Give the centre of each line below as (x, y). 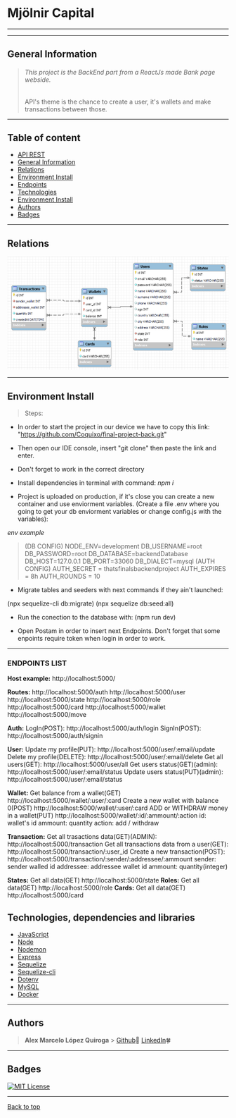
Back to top (24, 1106)
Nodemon (32, 950)
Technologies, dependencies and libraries (101, 917)
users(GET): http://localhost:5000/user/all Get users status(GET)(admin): (113, 764)
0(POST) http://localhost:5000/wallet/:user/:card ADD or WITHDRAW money (118, 808)
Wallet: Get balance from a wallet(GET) (64, 793)
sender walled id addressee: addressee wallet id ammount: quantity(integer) (118, 867)
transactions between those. (66, 109)
